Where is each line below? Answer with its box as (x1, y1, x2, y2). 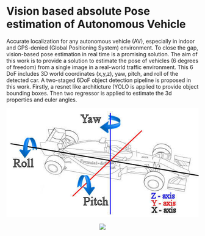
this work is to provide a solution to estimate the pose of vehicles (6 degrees (6, 57, 199, 64)
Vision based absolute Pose (6, 4, 151, 18)
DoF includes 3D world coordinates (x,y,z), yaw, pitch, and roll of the (6, 70, 179, 77)
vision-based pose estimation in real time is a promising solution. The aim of (6, 50, 198, 57)
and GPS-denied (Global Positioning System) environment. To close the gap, (6, 44, 198, 51)
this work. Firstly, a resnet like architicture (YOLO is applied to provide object (6, 83, 199, 90)
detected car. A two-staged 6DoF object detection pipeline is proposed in (6, 76, 191, 84)
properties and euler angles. (6, 96, 77, 103)
